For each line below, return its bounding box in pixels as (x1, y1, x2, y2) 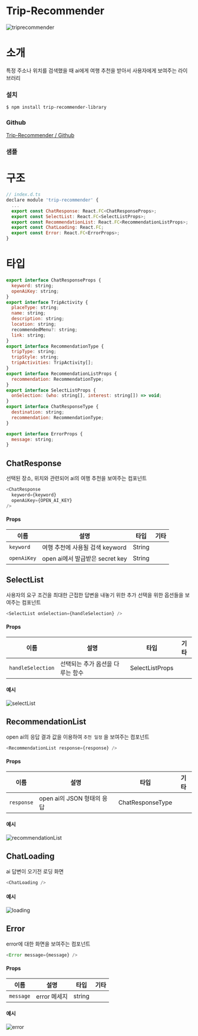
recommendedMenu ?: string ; (11, 326, 78, 332)
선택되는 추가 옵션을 (60, 659, 113, 668)
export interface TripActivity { (6, 299, 88, 305)
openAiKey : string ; (11, 288, 60, 294)
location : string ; (11, 321, 57, 328)
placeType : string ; (11, 305, 60, 311)
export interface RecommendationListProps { (6, 371, 117, 377)
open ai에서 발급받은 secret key (42, 554, 127, 562)
